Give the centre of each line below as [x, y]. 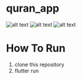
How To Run [36, 48]
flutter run [27, 71]
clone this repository [39, 64]
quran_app [33, 8]
